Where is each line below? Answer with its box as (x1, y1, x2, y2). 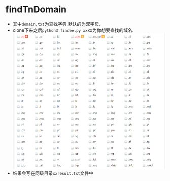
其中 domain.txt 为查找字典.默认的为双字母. (12, 21, 100, 27)
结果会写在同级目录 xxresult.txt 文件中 (12, 170, 94, 176)
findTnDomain (5, 4, 67, 15)
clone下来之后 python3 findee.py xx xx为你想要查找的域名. (12, 27, 134, 33)
